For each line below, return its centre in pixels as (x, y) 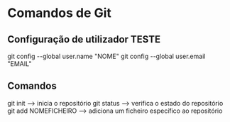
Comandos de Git (60, 13)
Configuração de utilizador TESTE (84, 39)
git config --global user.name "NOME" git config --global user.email (106, 56)
